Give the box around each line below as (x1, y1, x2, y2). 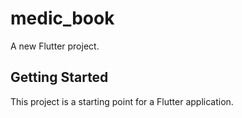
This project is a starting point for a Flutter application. (10, 95, 234, 107)
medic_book (10, 7, 115, 30)
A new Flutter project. (10, 40, 100, 52)
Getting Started (10, 69, 109, 86)
